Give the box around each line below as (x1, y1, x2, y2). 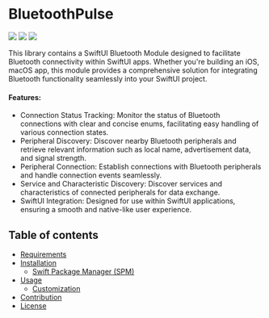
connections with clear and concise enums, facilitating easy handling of (19, 119, 259, 129)
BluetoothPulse (8, 5, 114, 23)
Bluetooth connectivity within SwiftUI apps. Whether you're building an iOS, (8, 56, 260, 66)
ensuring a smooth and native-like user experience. (19, 205, 192, 215)
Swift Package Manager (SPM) (32, 266, 135, 276)
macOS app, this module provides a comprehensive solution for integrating (8, 65, 258, 75)
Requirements (19, 249, 67, 259)
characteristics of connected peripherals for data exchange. (19, 187, 221, 198)
